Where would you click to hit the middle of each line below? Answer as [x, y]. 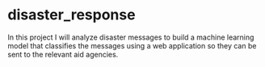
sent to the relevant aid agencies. [63, 54]
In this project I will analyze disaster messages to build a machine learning [131, 37]
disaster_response [72, 15]
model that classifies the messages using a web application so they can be [132, 45]
